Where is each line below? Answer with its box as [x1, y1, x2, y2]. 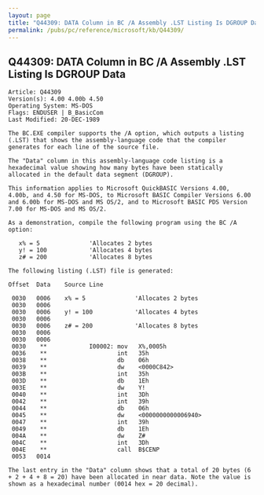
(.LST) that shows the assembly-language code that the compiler [8, 137, 226, 145]
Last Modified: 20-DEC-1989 [8, 115, 101, 124]
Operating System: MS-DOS [8, 102, 93, 110]
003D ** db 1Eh [11, 377, 149, 385]
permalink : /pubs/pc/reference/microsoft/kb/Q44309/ [8, 26, 185, 34]
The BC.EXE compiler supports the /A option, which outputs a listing [8, 130, 244, 137]
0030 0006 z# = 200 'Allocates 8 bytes [11, 322, 199, 330]
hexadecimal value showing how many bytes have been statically [8, 164, 223, 172]
